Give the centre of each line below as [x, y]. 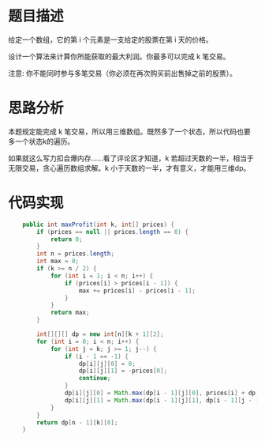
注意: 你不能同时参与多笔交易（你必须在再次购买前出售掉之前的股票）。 [122, 73]
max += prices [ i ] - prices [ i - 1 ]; [137, 290]
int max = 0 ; [58, 262]
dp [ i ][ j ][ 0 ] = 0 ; [107, 364]
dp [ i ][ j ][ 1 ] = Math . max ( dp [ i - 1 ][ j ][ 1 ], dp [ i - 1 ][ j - [158, 400]
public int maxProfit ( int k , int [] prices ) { [99, 224]
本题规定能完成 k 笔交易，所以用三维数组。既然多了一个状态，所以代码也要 [129, 131]
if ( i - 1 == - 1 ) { [96, 356]
